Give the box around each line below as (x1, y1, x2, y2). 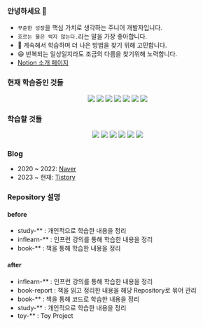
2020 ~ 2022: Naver (17, 165, 77, 173)
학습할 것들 (7, 114, 43, 124)
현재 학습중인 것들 (7, 78, 64, 88)
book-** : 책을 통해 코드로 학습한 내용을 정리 (17, 295, 140, 303)
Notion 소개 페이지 (17, 58, 69, 67)
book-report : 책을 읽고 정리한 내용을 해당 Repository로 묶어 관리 (17, 286, 197, 294)
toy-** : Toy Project (17, 311, 73, 320)
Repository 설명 (7, 192, 61, 202)
